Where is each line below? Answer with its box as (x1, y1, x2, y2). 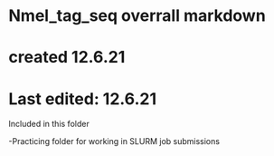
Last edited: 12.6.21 (8, 88, 157, 109)
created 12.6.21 (8, 47, 126, 68)
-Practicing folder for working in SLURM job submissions (8, 136, 221, 147)
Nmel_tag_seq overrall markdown (8, 5, 266, 26)
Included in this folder (8, 119, 90, 130)
